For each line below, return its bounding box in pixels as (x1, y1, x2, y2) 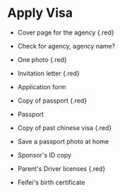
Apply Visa (7, 5, 73, 21)
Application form (17, 82, 66, 91)
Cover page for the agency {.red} (17, 28, 114, 37)
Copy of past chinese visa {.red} (17, 123, 112, 132)
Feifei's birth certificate (17, 178, 85, 186)
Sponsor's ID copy (17, 151, 72, 159)
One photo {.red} (17, 55, 67, 64)
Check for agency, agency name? (17, 41, 116, 50)
